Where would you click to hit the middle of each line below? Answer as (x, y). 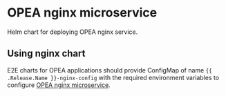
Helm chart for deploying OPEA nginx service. (73, 32)
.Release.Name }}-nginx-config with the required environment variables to (113, 77)
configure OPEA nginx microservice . (59, 85)
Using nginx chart (46, 54)
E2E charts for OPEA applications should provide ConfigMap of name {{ (110, 70)
